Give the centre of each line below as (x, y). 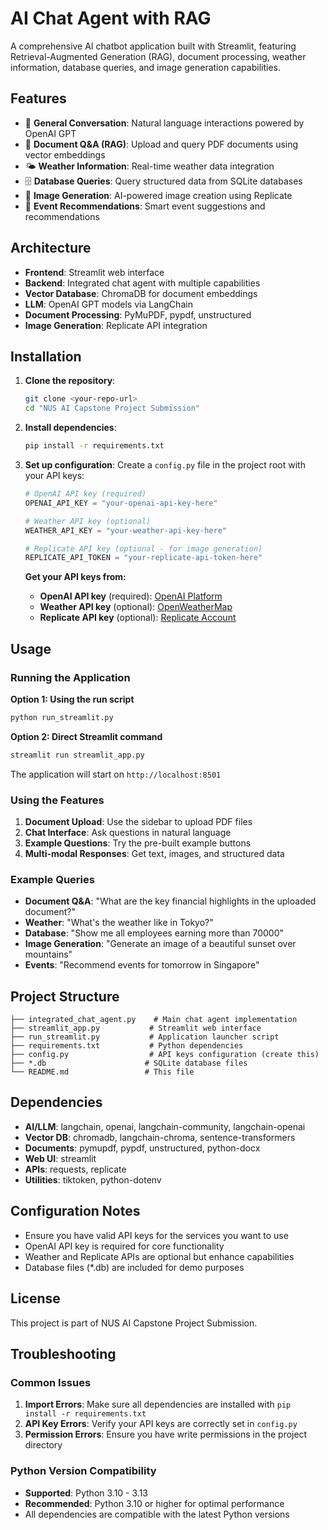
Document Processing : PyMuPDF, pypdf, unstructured (138, 314)
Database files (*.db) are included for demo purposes (134, 1267)
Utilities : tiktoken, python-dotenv (93, 1179)
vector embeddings (65, 154)
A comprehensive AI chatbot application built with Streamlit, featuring (153, 46)
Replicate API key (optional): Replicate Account (138, 618)
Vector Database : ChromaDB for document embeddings (141, 293)
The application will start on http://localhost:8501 (116, 774)
